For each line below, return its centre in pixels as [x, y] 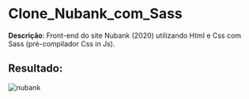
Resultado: [36, 69]
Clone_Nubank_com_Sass [96, 14]
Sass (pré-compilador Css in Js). [62, 43]
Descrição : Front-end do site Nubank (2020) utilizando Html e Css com [125, 35]
